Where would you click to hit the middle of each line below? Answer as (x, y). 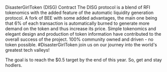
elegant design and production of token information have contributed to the (83, 34)
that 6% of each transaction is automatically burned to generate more (77, 23)
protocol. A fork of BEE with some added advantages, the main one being (81, 18)
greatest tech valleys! (27, 50)
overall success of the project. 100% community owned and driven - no (79, 39)
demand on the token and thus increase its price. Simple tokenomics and (81, 29)
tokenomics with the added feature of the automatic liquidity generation (79, 13)
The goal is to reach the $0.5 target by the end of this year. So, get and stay (83, 60)
